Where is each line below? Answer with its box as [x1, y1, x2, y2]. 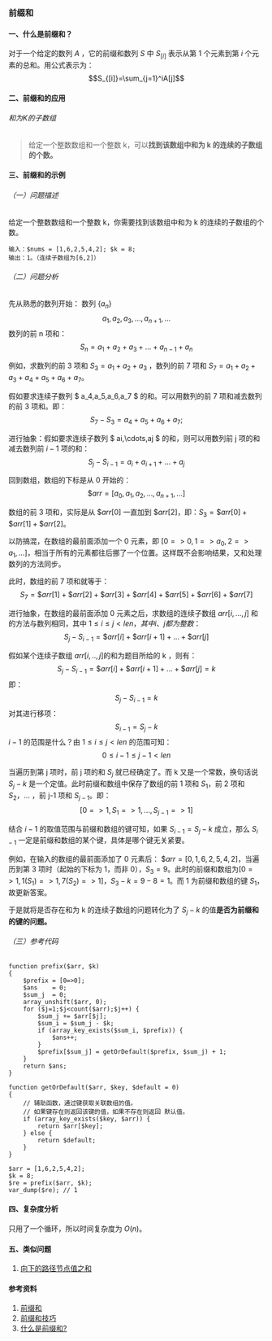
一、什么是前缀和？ [8, 28, 73, 38]
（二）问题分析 [8, 272, 58, 282]
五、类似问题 [8, 1243, 51, 1254]
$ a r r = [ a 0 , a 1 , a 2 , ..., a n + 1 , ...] [88, 488, 185, 500]
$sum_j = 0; [23, 990, 67, 998]
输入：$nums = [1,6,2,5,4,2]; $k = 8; [8, 245, 136, 253]
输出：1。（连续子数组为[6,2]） [8, 254, 100, 262]
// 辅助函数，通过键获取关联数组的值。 [23, 1099, 137, 1107]
